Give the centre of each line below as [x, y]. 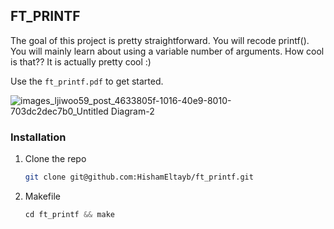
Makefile [42, 196]
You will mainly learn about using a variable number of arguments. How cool [167, 51]
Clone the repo [55, 159]
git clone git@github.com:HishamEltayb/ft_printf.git [139, 177]
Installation [38, 137]
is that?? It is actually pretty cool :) [81, 61]
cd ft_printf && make [69, 214]
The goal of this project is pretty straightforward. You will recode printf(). [160, 40]
